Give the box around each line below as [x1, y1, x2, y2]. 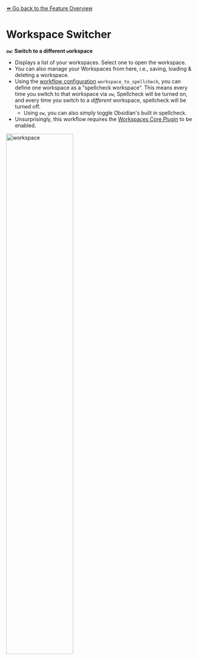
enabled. [14, 122, 37, 129]
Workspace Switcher [6, 28, 112, 42]
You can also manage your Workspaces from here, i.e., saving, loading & [14, 65, 192, 72]
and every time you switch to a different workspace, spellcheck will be [14, 97, 186, 104]
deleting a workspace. [14, 71, 69, 78]
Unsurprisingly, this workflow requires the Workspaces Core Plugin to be [14, 115, 192, 123]
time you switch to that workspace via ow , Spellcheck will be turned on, [14, 90, 188, 97]
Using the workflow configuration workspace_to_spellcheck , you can [14, 78, 181, 85]
